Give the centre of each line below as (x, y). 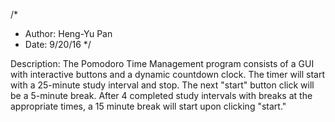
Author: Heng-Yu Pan (68, 33)
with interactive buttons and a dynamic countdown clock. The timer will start (168, 74)
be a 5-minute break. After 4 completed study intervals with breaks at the (161, 95)
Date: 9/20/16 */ (58, 44)
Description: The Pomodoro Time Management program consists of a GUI (162, 63)
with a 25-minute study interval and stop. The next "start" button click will (162, 85)
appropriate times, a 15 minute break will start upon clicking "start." (148, 106)
